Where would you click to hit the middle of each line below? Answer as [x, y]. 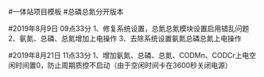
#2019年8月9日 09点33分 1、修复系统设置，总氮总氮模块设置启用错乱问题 [129, 29]
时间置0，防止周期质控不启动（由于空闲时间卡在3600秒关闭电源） [123, 65]
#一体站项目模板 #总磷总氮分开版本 [66, 12]
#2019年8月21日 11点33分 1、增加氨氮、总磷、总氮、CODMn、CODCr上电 [129, 55]
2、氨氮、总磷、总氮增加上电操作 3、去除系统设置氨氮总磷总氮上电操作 [125, 38]
